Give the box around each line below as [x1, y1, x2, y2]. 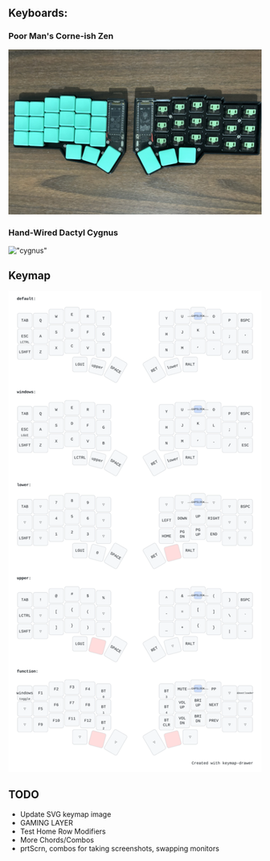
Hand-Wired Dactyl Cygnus [8, 227, 119, 238]
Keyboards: [8, 6, 68, 20]
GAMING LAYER [19, 818, 74, 827]
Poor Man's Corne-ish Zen [8, 31, 114, 42]
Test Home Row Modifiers [19, 826, 106, 836]
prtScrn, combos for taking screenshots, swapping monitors [19, 843, 219, 853]
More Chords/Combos [19, 834, 95, 844]
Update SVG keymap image [19, 809, 112, 819]
